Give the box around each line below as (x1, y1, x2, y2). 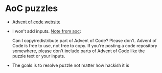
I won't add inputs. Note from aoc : (12, 28, 81, 34)
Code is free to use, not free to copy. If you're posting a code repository (12, 43, 158, 48)
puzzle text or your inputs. (12, 53, 65, 58)
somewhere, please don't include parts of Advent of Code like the (12, 48, 145, 54)
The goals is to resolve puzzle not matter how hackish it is (12, 62, 130, 68)
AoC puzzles (5, 3, 58, 14)
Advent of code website (12, 19, 61, 25)
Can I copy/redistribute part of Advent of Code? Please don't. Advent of (12, 37, 157, 44)
